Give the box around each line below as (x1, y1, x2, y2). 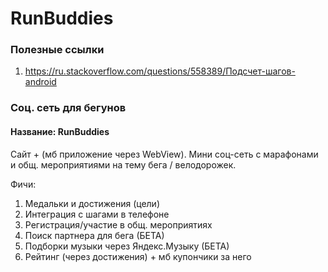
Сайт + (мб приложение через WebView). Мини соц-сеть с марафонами (10, 148, 319, 160)
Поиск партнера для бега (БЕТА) (24, 229, 165, 241)
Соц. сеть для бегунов (10, 101, 127, 115)
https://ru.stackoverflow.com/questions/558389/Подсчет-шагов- (24, 65, 296, 77)
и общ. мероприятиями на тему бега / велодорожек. (10, 158, 237, 171)
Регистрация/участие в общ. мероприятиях (24, 218, 213, 231)
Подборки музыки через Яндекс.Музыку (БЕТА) (24, 240, 230, 252)
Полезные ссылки (10, 43, 105, 57)
